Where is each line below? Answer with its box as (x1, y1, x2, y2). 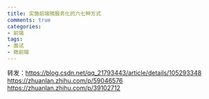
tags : (7, 36, 23, 43)
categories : (7, 23, 42, 30)
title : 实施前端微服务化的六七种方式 (7, 10, 102, 17)
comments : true (7, 17, 51, 24)
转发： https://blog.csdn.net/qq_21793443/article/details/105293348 (7, 69, 202, 77)
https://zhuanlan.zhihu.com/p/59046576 (7, 76, 123, 84)
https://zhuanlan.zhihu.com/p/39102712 (7, 84, 121, 92)
